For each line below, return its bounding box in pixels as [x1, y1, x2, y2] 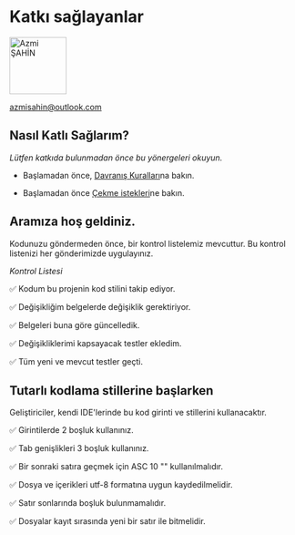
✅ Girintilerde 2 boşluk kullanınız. [9, 425, 134, 436]
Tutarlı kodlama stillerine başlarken [9, 383, 214, 398]
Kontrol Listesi [9, 265, 63, 276]
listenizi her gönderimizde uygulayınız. [9, 248, 154, 259]
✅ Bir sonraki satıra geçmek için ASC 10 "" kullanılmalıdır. [9, 461, 224, 472]
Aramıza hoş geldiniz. [9, 214, 137, 230]
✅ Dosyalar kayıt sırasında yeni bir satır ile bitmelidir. [9, 516, 207, 527]
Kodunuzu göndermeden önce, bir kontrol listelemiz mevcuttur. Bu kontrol [9, 238, 287, 249]
